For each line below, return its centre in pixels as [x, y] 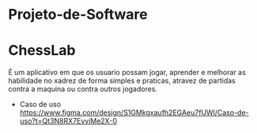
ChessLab [42, 51]
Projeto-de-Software [78, 15]
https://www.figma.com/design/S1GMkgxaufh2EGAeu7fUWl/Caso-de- [134, 113]
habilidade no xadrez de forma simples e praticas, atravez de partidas [122, 81]
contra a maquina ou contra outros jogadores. [83, 89]
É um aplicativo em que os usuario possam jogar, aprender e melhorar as [127, 72]
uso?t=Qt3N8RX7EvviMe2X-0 [68, 121]
